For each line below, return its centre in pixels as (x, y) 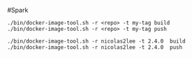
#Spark (18, 10)
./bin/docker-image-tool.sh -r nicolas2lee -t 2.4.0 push (95, 48)
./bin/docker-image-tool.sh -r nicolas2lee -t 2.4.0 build (97, 41)
